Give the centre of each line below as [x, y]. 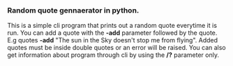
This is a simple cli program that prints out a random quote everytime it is [112, 26]
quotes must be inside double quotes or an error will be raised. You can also [116, 48]
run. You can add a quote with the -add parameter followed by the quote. [112, 33]
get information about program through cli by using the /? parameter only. [113, 55]
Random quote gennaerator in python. [73, 10]
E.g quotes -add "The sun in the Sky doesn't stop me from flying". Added [113, 40]
